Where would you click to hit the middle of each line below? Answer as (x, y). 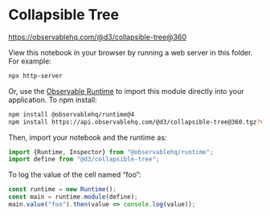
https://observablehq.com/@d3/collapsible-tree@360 (98, 37)
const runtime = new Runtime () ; (62, 190)
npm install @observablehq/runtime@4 (72, 114)
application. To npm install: (53, 100)
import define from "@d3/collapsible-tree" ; (84, 159)
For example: (30, 61)
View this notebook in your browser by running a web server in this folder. (131, 52)
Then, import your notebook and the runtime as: (88, 137)
